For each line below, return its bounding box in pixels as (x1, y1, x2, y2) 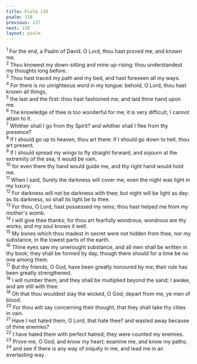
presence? (6, 128, 32, 135)
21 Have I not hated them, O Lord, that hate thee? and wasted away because (6, 316, 189, 324)
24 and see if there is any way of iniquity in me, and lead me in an (6, 344, 164, 352)
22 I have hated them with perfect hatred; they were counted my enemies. (6, 329, 184, 338)
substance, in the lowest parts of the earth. (6, 236, 110, 243)
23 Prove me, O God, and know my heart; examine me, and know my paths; (6, 336, 188, 345)
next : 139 (6, 25, 30, 31)
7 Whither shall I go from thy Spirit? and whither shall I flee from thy (6, 121, 168, 129)
